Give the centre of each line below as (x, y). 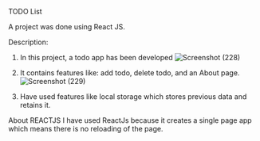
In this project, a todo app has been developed (96, 57)
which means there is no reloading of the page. (86, 129)
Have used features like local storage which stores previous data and (133, 97)
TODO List (25, 11)
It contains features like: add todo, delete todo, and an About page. (130, 73)
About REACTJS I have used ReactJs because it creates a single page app (130, 120)
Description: (28, 42)
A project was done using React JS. (67, 27)
